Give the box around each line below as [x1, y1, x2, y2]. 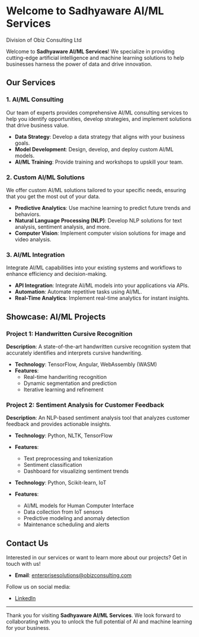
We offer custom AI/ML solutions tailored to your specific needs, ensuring [6, 186, 187, 193]
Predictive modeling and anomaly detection [23, 515, 130, 522]
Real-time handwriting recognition [23, 373, 107, 380]
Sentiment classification [23, 461, 82, 469]
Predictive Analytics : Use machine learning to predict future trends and [14, 204, 191, 211]
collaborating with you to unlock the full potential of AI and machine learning [6, 618, 192, 625]
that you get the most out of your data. [6, 193, 101, 200]
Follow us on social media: [6, 583, 71, 591]
